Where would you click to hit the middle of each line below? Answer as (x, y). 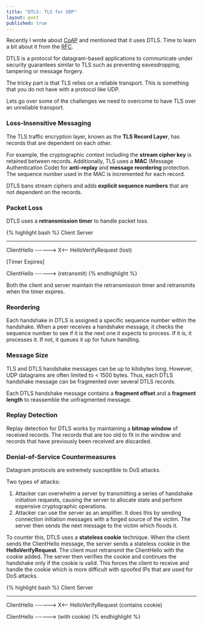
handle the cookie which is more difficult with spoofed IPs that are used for (100, 570)
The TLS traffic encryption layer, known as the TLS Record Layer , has (93, 136)
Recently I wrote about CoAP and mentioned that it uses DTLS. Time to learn (101, 41)
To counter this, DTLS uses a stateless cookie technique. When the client (98, 537)
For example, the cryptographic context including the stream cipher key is (99, 154)
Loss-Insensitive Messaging (49, 123)
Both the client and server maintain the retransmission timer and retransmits (101, 285)
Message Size (27, 356)
